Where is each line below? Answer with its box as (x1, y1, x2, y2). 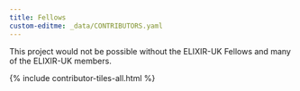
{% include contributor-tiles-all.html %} (9, 72, 156, 83)
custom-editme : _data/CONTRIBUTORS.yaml (9, 21, 164, 30)
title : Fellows (9, 12, 67, 22)
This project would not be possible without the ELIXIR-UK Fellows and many (9, 45, 291, 56)
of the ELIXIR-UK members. (9, 55, 113, 66)
